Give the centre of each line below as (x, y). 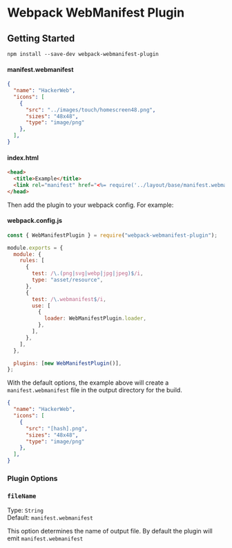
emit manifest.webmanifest (45, 538)
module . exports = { (35, 248)
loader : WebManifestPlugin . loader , (95, 319)
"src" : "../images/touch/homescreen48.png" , (90, 110)
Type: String (25, 511)
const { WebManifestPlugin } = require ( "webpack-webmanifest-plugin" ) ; (112, 235)
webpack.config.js (35, 221)
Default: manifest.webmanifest (50, 518)
